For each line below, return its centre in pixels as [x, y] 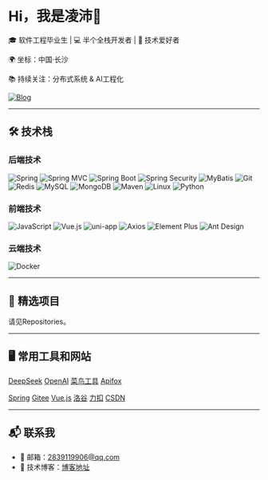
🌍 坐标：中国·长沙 [39, 59]
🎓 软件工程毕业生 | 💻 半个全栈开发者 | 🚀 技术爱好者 [94, 40]
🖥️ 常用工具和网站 [50, 357]
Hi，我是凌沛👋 [55, 16]
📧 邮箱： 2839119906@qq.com [70, 457]
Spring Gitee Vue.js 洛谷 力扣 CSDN [67, 397]
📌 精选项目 [34, 301]
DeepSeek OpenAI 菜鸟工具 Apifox [65, 380]
